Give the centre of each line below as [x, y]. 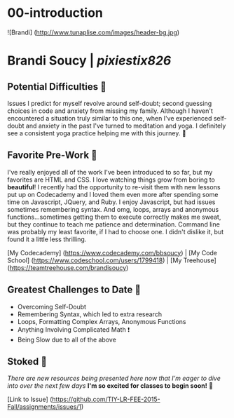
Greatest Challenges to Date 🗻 [74, 290]
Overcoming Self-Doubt [51, 306]
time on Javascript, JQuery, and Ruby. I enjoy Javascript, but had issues [111, 202]
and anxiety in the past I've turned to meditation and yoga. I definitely [126, 126]
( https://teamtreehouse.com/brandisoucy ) [68, 267]
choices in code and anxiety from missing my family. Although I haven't [110, 111]
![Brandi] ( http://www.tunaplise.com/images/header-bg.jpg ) [94, 32]
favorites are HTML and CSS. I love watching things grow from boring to [111, 180]
